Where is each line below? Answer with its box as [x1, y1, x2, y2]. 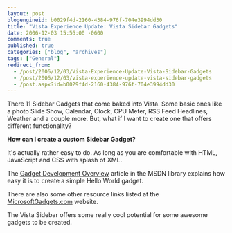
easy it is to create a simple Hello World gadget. [7, 177, 144, 185]
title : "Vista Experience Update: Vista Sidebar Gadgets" [7, 23, 178, 30]
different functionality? [7, 122, 72, 130]
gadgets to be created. [7, 218, 73, 227]
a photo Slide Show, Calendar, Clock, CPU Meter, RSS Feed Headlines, [7, 107, 208, 115]
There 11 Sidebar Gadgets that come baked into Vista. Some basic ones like [7, 100, 222, 108]
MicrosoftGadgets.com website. [7, 198, 98, 206]
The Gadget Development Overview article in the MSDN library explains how [7, 169, 225, 178]
